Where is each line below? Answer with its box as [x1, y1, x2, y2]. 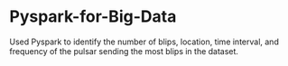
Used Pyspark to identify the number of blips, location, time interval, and [9, 36, 280, 47]
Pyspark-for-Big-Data [9, 6, 177, 27]
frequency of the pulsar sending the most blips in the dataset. [9, 45, 239, 56]
